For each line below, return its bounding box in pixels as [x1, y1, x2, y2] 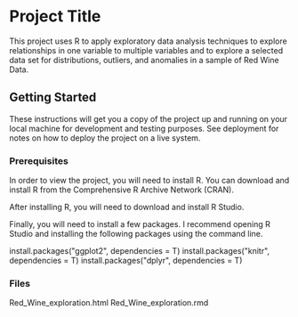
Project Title [9, 6, 101, 27]
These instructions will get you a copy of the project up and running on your [9, 113, 287, 124]
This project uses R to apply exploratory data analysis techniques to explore [9, 36, 287, 46]
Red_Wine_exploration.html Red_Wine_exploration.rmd [9, 297, 209, 308]
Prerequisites [9, 154, 68, 167]
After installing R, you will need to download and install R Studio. [9, 202, 245, 213]
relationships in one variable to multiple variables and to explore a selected [9, 45, 283, 55]
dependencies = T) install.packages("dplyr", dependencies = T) [9, 256, 243, 266]
